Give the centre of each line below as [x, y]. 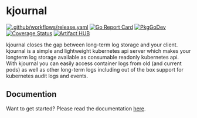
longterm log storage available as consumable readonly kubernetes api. [93, 57]
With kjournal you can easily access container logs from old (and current [94, 63]
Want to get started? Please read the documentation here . [76, 108]
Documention [31, 94]
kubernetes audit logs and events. [47, 76]
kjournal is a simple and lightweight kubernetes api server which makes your [98, 50]
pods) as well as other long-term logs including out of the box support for [95, 69]
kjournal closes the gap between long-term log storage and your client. [92, 45]
